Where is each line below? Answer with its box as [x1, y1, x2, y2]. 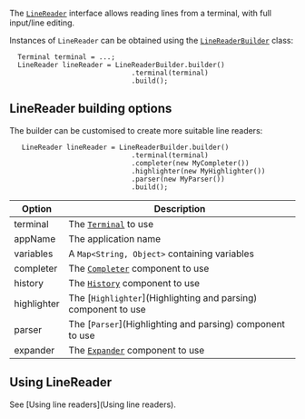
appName [14, 232, 56, 244]
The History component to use [68, 276, 201, 289]
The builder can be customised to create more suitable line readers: [9, 125, 263, 135]
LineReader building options [9, 101, 172, 116]
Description [153, 202, 206, 214]
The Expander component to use [68, 344, 205, 356]
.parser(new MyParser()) [131, 175, 225, 184]
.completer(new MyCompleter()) [131, 158, 250, 167]
